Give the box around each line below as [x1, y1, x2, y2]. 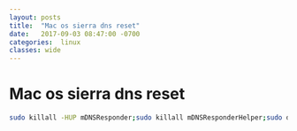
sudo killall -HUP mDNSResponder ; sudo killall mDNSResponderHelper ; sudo [9, 113, 283, 122]
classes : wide [9, 46, 62, 55]
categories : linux [9, 37, 81, 47]
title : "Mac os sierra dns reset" [9, 21, 141, 30]
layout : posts [9, 12, 62, 22]
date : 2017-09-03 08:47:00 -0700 [9, 29, 141, 38]
